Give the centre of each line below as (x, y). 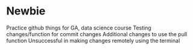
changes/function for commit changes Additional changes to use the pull (97, 34)
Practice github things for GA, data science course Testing (79, 28)
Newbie (26, 11)
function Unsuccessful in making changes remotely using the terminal (93, 40)
